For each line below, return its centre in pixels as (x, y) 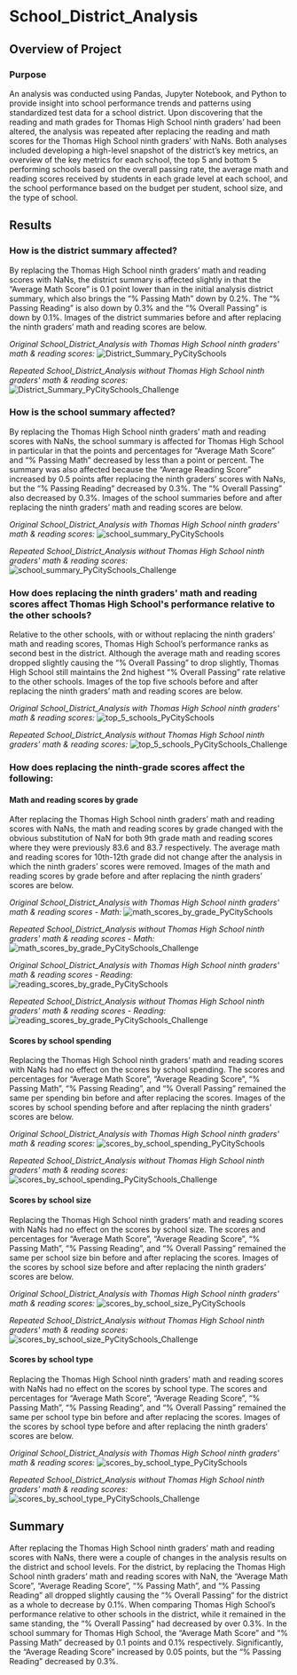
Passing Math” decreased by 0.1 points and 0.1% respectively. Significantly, (146, 1642)
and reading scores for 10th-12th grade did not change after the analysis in (145, 857)
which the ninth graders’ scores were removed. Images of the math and (140, 867)
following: (31, 779)
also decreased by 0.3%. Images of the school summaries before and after (146, 497)
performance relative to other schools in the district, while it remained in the (148, 1614)
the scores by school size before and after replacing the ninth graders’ (138, 1266)
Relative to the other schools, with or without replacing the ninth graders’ (142, 635)
